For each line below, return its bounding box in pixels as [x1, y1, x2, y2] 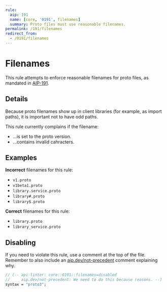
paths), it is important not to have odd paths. [5, 113, 98, 120]
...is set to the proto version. [12, 133, 72, 139]
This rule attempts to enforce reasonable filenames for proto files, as [5, 74, 149, 80]
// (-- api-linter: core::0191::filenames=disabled [5, 273, 117, 278]
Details [5, 95, 28, 103]
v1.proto [12, 178, 31, 183]
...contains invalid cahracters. [12, 138, 75, 145]
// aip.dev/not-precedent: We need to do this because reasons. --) [5, 277, 162, 282]
